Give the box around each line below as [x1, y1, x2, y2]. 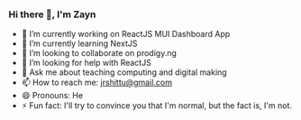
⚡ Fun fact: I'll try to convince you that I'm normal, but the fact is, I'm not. [21, 100, 292, 111]
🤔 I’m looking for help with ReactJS [21, 58, 152, 69]
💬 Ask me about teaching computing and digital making [21, 67, 227, 78]
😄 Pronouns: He [21, 90, 83, 101]
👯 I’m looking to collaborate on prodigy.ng [21, 48, 178, 59]
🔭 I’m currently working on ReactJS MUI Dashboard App [21, 29, 231, 40]
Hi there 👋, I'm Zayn [8, 8, 96, 21]
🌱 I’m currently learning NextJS [21, 38, 138, 49]
